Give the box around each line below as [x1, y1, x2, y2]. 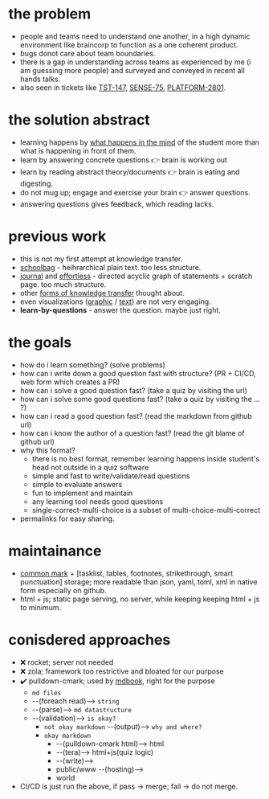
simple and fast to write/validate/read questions [31, 471, 190, 481]
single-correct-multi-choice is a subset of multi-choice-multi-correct [31, 505, 261, 514]
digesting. [19, 178, 54, 188]
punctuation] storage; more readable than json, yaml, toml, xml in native [19, 576, 258, 587]
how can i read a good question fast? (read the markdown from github [19, 411, 253, 420]
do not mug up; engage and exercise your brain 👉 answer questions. [19, 187, 251, 197]
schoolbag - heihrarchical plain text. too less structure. [19, 262, 202, 272]
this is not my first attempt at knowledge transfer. [19, 254, 183, 264]
